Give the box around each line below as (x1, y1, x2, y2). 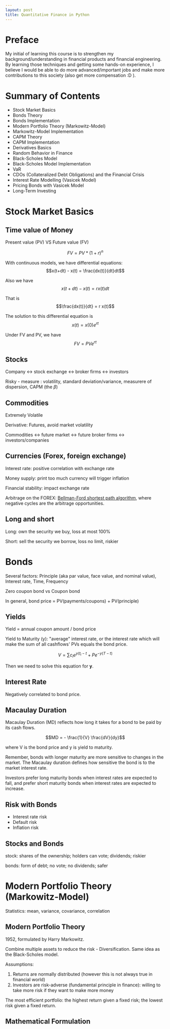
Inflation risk (12, 824, 39, 831)
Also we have (5, 278, 33, 284)
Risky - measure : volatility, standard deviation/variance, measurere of (5, 379, 152, 385)
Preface (5, 34, 39, 46)
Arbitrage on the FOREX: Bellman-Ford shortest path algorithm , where (5, 494, 152, 501)
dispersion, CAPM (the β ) (5, 384, 58, 390)
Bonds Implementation (12, 118, 60, 124)
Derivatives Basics (12, 145, 52, 151)
